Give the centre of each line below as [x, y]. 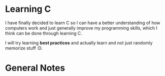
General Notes [35, 68]
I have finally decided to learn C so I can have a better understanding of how [83, 23]
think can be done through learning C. [44, 33]
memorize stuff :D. [24, 48]
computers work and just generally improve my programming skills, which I [81, 28]
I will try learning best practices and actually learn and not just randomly [79, 42]
